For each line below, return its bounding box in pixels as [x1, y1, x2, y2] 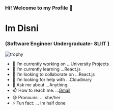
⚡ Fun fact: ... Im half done [12, 100, 66, 106]
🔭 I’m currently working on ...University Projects [12, 61, 109, 67]
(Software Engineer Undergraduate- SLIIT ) [5, 40, 110, 47]
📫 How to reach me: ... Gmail [12, 87, 71, 93]
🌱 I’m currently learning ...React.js [12, 66, 81, 72]
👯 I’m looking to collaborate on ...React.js [12, 72, 95, 77]
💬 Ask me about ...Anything [12, 82, 68, 88]
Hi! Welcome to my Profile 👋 [5, 4, 73, 11]
